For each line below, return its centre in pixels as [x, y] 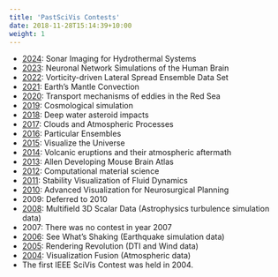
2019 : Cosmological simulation [78, 106]
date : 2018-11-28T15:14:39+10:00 [71, 26]
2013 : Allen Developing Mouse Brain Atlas [98, 162]
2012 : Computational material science [90, 171]
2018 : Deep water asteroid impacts [85, 115]
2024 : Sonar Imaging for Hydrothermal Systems [109, 59]
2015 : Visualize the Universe [73, 143]
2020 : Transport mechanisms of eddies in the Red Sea [121, 96]
